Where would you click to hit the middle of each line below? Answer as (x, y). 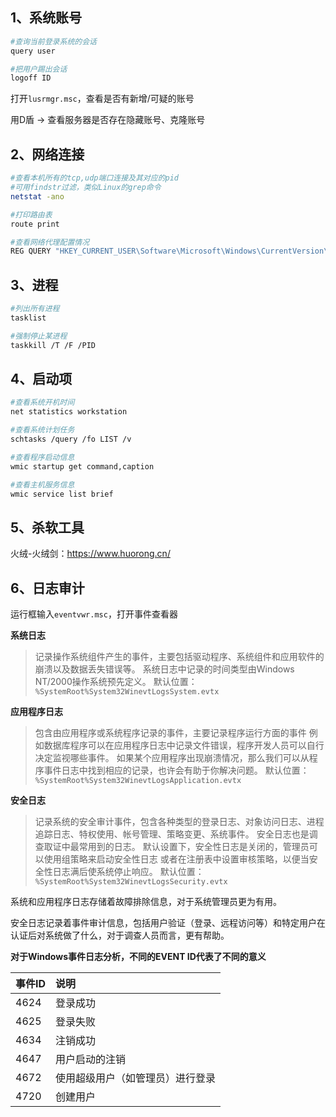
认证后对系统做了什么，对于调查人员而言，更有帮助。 (120, 935)
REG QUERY (31, 251)
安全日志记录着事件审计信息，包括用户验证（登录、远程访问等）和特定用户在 (168, 922)
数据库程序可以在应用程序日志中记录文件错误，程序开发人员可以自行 (184, 745)
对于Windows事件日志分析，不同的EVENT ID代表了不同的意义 (138, 956)
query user (33, 51)
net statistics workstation (69, 412)
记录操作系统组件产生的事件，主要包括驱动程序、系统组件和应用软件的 (179, 656)
